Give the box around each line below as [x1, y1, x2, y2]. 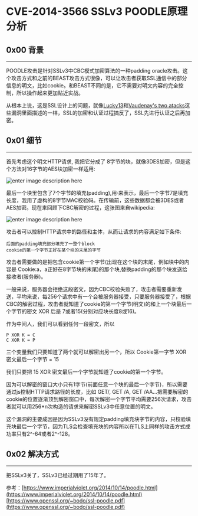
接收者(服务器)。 [6, 273, 47, 280]
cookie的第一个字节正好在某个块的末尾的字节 [6, 247, 101, 253]
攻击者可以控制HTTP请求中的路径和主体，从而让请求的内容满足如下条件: [6, 228, 181, 235]
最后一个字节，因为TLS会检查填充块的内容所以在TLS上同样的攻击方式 [16, 423, 186, 430]
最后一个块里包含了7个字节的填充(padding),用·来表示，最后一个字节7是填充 [6, 189, 189, 196]
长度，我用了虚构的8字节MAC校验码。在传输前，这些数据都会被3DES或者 [6, 197, 184, 204]
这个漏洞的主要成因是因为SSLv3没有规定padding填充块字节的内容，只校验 [6, 415, 186, 422]
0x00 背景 [6, 45, 44, 55]
